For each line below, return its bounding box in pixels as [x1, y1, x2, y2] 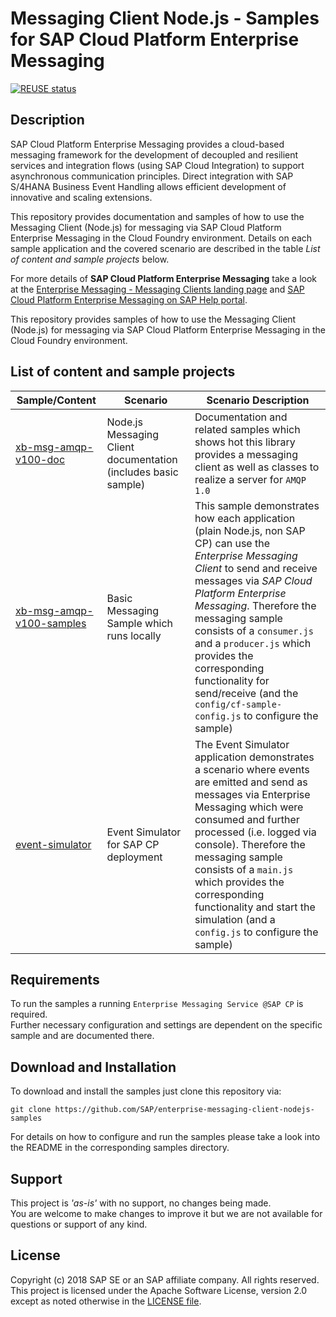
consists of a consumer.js [194, 623, 314, 637]
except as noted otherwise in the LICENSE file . [10, 1295, 202, 1307]
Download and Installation [10, 1058, 177, 1076]
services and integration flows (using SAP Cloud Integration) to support [10, 159, 305, 171]
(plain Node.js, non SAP [194, 523, 306, 537]
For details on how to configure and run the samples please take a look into [10, 1131, 321, 1143]
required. [10, 1008, 48, 1021]
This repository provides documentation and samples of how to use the [10, 210, 305, 222]
